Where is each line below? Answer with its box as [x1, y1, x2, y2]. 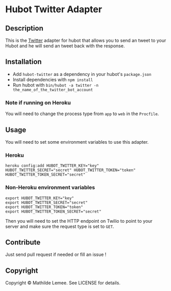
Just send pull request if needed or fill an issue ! [5, 251, 107, 258]
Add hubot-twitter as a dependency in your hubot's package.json [12, 71, 152, 77]
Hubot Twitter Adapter [5, 4, 102, 15]
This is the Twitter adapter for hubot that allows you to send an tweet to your [5, 37, 166, 43]
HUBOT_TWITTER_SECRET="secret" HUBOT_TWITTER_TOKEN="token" [5, 168, 136, 173]
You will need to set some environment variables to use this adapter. [5, 139, 149, 145]
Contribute [5, 238, 41, 247]
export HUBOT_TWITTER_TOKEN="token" [5, 204, 83, 209]
